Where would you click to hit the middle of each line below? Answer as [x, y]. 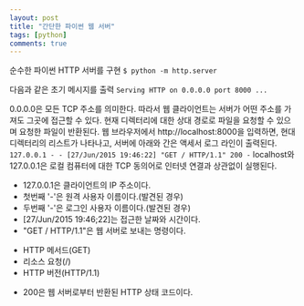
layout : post [34, 18]
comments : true [38, 43]
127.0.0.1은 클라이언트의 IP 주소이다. [87, 185]
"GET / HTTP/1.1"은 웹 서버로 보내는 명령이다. [104, 231]
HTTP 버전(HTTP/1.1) [61, 273]
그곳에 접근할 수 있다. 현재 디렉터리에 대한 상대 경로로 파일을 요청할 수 [150, 120]
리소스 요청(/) [47, 261]
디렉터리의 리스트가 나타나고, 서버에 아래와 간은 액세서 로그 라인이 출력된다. [143, 143]
